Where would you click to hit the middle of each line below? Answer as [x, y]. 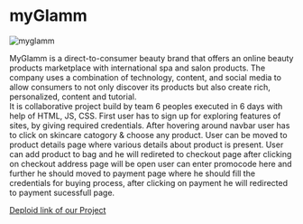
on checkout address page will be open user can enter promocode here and [151, 163]
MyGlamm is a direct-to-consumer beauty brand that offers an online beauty [151, 58]
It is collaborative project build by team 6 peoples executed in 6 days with [146, 106]
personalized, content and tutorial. [73, 97]
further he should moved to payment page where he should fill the [132, 173]
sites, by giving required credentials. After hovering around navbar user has [150, 125]
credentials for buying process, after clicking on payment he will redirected [149, 182]
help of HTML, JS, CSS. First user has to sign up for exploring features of [145, 116]
